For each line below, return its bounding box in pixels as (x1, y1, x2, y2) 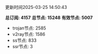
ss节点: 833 (12, 37, 37, 43)
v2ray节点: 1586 (12, 31, 46, 37)
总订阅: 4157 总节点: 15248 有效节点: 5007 (5, 15, 93, 21)
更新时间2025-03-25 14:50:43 (5, 4, 67, 10)
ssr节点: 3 (12, 44, 33, 49)
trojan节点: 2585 (12, 25, 46, 31)
